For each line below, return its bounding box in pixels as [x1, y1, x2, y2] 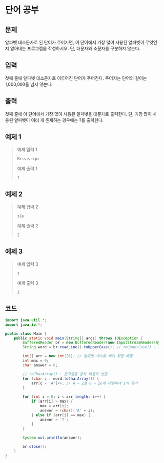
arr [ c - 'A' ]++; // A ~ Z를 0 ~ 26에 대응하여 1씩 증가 [31, 381, 138, 386]
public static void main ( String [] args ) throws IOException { [14, 336, 143, 341]
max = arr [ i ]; [40, 403, 69, 408]
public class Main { [5, 331, 47, 336]
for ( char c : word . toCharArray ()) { [22, 376, 99, 381]
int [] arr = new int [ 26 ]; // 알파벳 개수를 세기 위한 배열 [22, 354, 133, 359]
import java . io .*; [5, 322, 42, 327]
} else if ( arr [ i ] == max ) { [31, 413, 91, 417]
